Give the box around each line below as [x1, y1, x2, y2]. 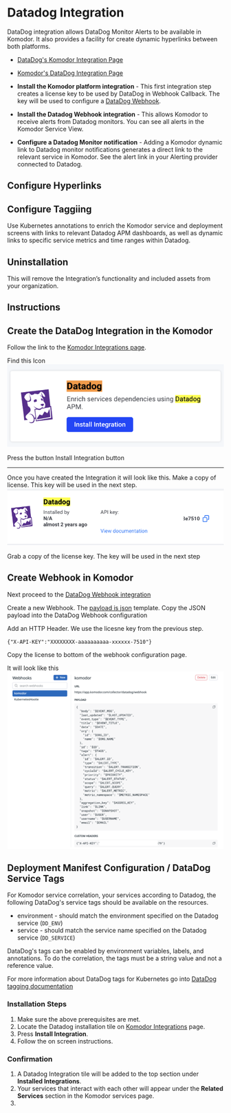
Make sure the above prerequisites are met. [16, 1015, 141, 1023]
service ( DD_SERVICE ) [16, 933, 76, 942]
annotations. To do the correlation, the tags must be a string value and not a [7, 954, 222, 962]
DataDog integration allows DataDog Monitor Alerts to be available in [7, 28, 201, 36]
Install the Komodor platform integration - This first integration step [16, 82, 212, 90]
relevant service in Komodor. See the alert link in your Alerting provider [16, 153, 218, 161]
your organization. [7, 281, 59, 290]
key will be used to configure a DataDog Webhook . [16, 96, 162, 105]
